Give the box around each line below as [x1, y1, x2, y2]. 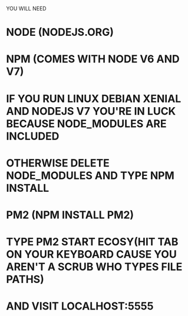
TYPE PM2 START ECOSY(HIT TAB [6, 235, 179, 249]
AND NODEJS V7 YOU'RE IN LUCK [6, 104, 176, 118]
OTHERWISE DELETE [6, 156, 110, 169]
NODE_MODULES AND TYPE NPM [6, 169, 175, 182]
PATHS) [6, 273, 44, 286]
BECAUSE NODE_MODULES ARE [6, 117, 167, 130]
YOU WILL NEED [6, 5, 47, 12]
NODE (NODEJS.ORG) [6, 26, 114, 39]
